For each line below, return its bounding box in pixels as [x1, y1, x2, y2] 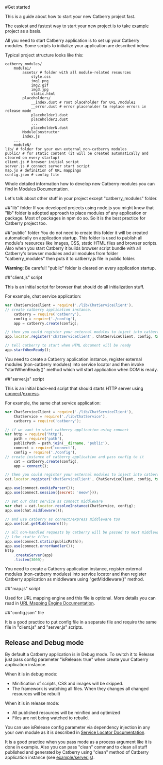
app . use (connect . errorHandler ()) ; [5, 544, 75, 548]
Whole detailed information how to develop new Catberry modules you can [5, 181, 155, 186]
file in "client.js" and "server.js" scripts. [5, 624, 83, 630]
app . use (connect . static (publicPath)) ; [5, 539, 83, 544]
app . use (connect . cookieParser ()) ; [5, 486, 75, 491]
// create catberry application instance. [5, 307, 92, 312]
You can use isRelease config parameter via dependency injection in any [5, 725, 150, 730]
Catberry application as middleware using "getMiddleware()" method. [5, 576, 144, 582]
